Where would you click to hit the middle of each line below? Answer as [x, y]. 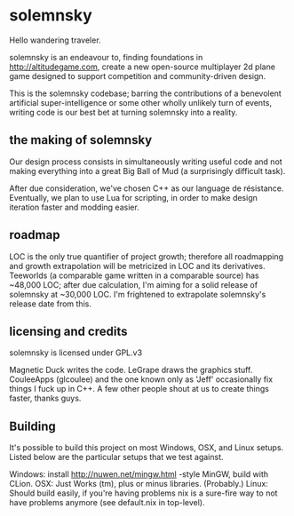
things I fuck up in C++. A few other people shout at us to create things [139, 389]
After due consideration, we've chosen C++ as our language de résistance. [147, 188]
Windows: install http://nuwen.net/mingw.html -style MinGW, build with [139, 474]
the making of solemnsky [81, 140]
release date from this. [50, 304]
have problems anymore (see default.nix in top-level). [107, 503]
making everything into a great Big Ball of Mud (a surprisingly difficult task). [147, 171]
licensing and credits [68, 331]
